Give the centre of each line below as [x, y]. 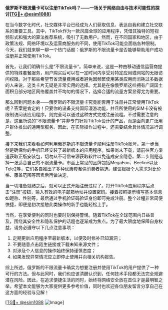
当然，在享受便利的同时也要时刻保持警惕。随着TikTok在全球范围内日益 [78, 215]
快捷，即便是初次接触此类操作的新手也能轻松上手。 [58, 204]
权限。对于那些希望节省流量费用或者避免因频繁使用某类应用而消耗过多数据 [86, 79]
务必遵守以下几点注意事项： [47, 227]
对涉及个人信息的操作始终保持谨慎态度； [54, 251]
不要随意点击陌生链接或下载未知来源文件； [56, 244]
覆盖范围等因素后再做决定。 [42, 175]
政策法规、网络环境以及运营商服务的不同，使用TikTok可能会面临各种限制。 [82, 43]
